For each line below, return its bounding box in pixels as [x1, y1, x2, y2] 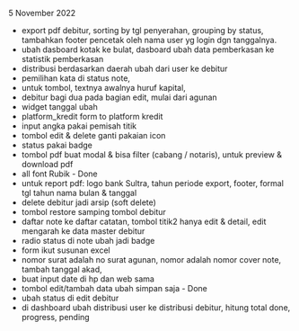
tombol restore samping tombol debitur [21, 207, 167, 217]
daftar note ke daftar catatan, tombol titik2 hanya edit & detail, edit [21, 216, 267, 227]
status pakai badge [21, 139, 93, 150]
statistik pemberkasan [21, 54, 104, 64]
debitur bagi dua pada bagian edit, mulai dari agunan [21, 92, 217, 103]
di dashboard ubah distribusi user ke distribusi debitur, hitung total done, [21, 302, 291, 313]
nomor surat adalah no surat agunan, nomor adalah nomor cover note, [21, 255, 282, 264]
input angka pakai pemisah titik [21, 121, 136, 131]
